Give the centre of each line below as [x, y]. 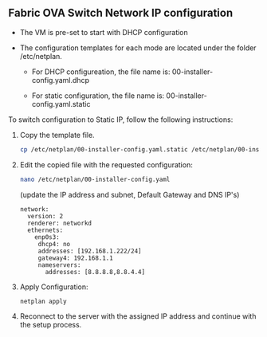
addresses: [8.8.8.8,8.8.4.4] [95, 272]
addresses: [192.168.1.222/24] [90, 251]
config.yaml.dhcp [61, 80]
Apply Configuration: [54, 287]
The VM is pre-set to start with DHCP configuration [104, 32]
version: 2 [45, 216]
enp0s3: [47, 237]
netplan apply [43, 301]
